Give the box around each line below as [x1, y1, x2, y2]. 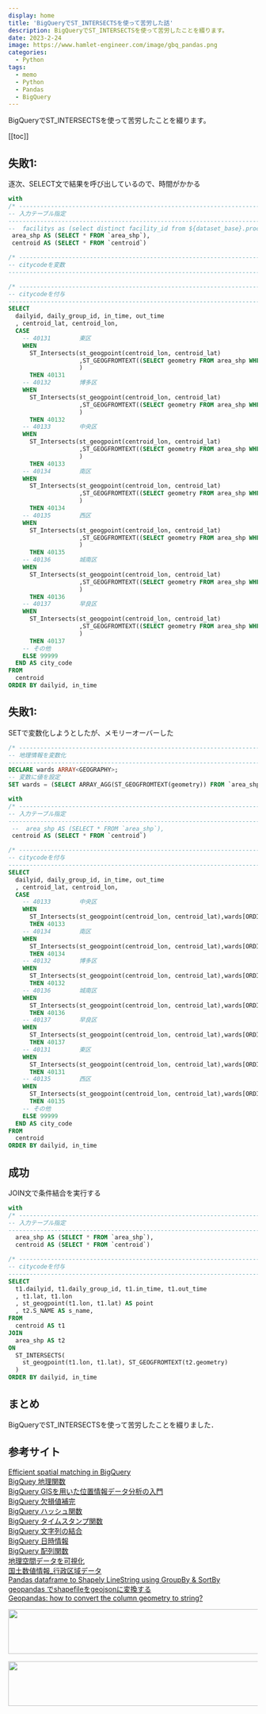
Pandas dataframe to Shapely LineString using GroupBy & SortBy [8, 1574, 221, 1585]
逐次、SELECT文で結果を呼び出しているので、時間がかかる [8, 180, 201, 189]
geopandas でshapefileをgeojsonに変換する [8, 1584, 152, 1593]
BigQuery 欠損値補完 [8, 1496, 76, 1506]
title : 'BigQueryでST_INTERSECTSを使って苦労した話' [8, 19, 174, 27]
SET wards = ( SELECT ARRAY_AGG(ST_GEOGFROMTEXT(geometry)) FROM [8, 781, 225, 789]
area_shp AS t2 [15, 1336, 66, 1345]
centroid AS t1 [15, 1322, 66, 1330]
